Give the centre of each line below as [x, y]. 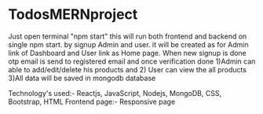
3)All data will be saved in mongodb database [82, 78]
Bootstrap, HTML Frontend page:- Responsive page [92, 101]
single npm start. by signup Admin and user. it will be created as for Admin [128, 44]
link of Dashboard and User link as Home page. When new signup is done [128, 53]
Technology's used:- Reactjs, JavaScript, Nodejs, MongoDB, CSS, [115, 93]
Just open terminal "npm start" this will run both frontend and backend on [128, 36]
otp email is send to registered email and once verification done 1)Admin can [132, 61]
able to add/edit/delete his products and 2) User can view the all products [128, 69]
